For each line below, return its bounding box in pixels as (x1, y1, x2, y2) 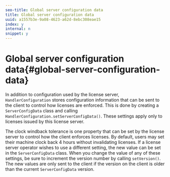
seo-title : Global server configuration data (5, 7, 103, 13)
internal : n (5, 26, 30, 32)
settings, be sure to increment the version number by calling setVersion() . (5, 155, 161, 161)
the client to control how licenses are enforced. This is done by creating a (5, 102, 159, 108)
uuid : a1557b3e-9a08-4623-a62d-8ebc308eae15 (5, 17, 101, 22)
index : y (5, 21, 24, 27)
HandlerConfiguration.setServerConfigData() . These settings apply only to (5, 113, 162, 119)
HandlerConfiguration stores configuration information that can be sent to (5, 97, 160, 103)
